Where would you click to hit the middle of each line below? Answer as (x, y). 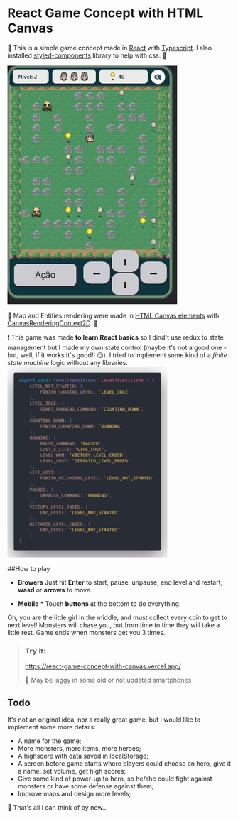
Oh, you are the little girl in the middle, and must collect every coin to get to (117, 617)
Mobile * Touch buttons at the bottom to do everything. (99, 603)
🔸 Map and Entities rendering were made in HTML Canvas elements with (113, 315)
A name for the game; (49, 741)
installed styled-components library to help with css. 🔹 (87, 55)
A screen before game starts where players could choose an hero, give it (124, 764)
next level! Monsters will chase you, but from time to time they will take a (114, 625)
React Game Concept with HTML (106, 13)
